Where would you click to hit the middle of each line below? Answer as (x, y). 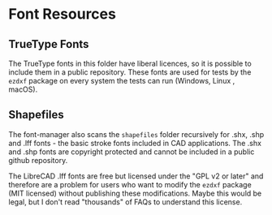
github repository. (38, 160)
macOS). (23, 89)
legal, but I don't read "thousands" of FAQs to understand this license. (125, 202)
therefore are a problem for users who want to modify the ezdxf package (130, 184)
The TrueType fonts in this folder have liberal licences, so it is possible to (130, 63)
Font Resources (62, 14)
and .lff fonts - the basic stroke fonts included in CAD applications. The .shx (135, 143)
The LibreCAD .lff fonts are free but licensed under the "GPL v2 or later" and (136, 176)
